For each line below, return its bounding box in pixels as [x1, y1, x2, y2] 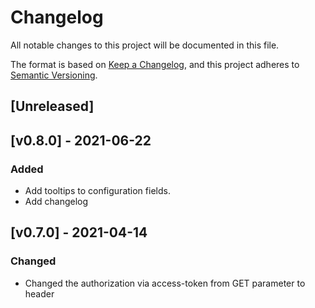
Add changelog [24, 196, 89, 208]
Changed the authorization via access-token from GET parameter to [24, 277, 306, 289]
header [24, 287, 55, 300]
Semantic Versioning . [10, 69, 98, 81]
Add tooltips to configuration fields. [24, 185, 171, 197]
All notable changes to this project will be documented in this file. [10, 39, 280, 51]
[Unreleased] [10, 98, 95, 115]
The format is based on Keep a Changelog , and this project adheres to [10, 58, 300, 70]
